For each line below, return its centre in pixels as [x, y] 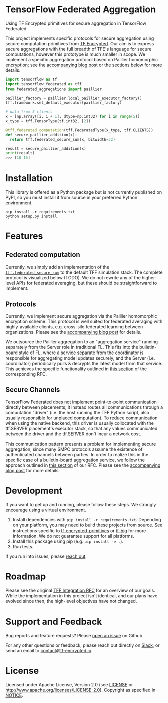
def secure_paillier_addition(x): [41, 135]
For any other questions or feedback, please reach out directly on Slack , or [82, 645]
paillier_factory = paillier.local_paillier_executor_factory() [74, 98]
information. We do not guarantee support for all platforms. [73, 536]
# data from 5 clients [29, 112]
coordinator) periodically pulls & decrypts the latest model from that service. [84, 363]
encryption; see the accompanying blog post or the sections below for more [84, 65]
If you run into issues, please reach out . [46, 556]
